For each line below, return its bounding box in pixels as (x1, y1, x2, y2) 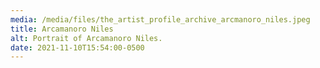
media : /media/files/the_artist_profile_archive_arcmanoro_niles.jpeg (10, 14, 311, 25)
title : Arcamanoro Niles (10, 24, 114, 34)
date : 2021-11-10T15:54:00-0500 (10, 42, 145, 53)
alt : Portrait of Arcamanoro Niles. (10, 33, 163, 43)
